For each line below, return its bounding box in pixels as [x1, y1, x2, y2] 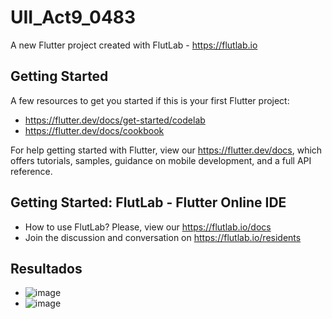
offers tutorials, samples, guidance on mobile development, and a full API [10, 154, 312, 166]
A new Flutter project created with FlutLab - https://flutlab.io [10, 39, 258, 51]
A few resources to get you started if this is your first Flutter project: [10, 94, 290, 106]
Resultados [10, 260, 83, 277]
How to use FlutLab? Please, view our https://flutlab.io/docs [24, 221, 272, 233]
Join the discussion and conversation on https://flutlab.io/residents [24, 231, 302, 243]
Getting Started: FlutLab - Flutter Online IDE [10, 194, 287, 211]
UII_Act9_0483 [10, 6, 137, 29]
